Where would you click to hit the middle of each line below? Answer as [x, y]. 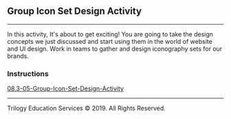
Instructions [28, 73]
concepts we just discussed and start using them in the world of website [110, 41]
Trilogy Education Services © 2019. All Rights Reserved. [87, 108]
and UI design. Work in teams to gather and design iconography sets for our [115, 49]
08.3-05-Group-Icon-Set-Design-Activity [65, 89]
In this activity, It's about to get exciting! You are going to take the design [110, 34]
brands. [18, 56]
